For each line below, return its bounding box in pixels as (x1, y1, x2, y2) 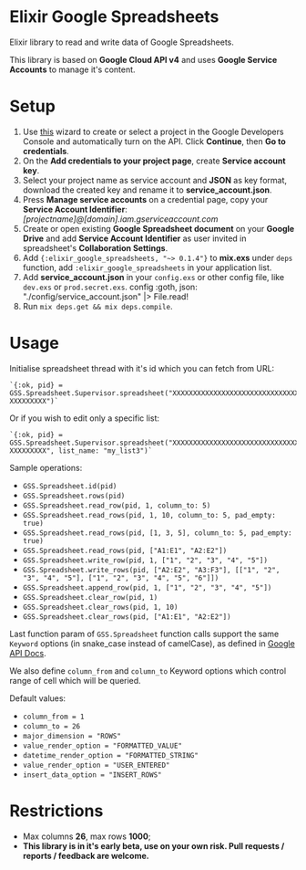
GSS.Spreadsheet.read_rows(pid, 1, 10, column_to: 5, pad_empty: (22, 510, 276, 519)
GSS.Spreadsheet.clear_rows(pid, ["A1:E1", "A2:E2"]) (22, 612, 231, 622)
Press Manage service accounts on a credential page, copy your (22, 194, 269, 204)
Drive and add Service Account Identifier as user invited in (22, 233, 247, 244)
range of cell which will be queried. (9, 675, 141, 686)
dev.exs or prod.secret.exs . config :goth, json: (22, 281, 198, 292)
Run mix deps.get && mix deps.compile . (22, 300, 173, 311)
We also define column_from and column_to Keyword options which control (9, 665, 287, 676)
